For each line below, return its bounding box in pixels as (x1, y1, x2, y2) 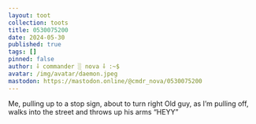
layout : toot (8, 11, 51, 20)
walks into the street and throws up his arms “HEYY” (8, 107, 179, 116)
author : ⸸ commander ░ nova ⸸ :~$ (8, 63, 120, 71)
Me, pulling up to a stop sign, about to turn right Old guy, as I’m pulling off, (8, 99, 249, 108)
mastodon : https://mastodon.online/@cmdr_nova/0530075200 (8, 77, 202, 85)
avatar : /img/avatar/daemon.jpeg (8, 70, 118, 78)
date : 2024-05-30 (8, 33, 65, 42)
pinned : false (8, 56, 55, 64)
